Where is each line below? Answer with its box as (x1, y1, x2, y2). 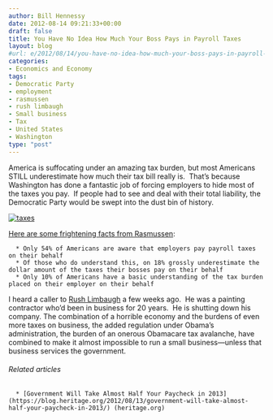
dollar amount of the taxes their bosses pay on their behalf (8, 266, 223, 274)
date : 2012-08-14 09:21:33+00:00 (8, 19, 122, 28)
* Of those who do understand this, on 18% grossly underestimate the (15, 258, 260, 266)
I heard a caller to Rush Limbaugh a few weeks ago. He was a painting (8, 294, 245, 304)
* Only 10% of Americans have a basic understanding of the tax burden (15, 273, 264, 281)
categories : (8, 58, 49, 66)
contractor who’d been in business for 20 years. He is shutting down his (8, 302, 251, 313)
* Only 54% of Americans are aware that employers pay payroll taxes (15, 245, 256, 253)
